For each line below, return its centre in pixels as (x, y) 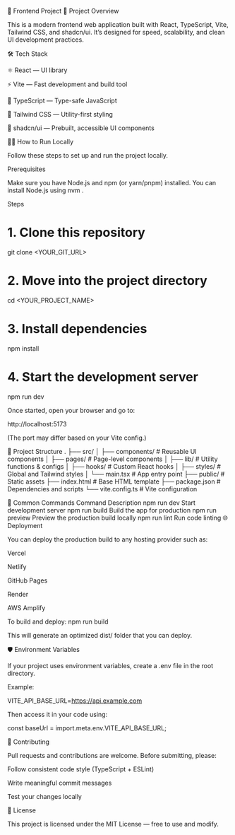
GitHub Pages (28, 580)
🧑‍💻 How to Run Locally (41, 142)
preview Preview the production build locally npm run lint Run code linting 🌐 (117, 518)
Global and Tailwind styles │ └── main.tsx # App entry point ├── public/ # (116, 474)
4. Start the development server (103, 377)
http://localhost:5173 (37, 424)
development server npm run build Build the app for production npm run (112, 510)
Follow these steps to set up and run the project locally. (88, 155)
